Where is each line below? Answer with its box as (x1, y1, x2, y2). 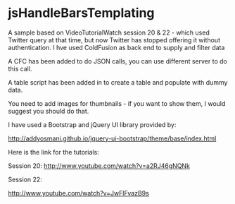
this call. (8, 64, 32, 73)
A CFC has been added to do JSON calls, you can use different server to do (8, 56, 227, 65)
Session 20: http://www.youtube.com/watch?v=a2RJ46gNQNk (8, 161, 191, 170)
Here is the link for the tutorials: (8, 148, 99, 156)
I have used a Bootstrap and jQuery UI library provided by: (8, 120, 177, 128)
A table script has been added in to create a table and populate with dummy (8, 78, 228, 86)
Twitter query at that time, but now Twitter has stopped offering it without (8, 35, 221, 44)
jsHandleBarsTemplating (8, 5, 155, 21)
